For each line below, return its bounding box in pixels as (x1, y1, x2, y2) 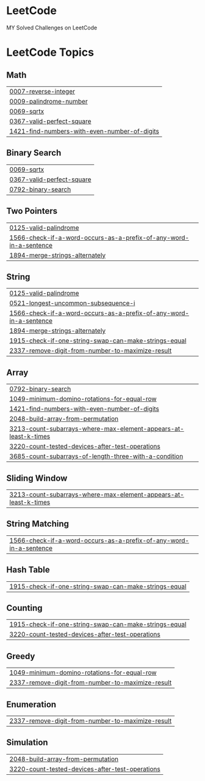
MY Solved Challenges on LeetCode (6, 24, 98, 31)
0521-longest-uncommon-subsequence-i (9, 299, 135, 307)
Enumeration (6, 699, 57, 709)
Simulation (6, 738, 48, 748)
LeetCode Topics (6, 45, 95, 59)
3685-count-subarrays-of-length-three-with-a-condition (9, 452, 184, 461)
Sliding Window (6, 473, 68, 483)
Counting (6, 603, 43, 613)
